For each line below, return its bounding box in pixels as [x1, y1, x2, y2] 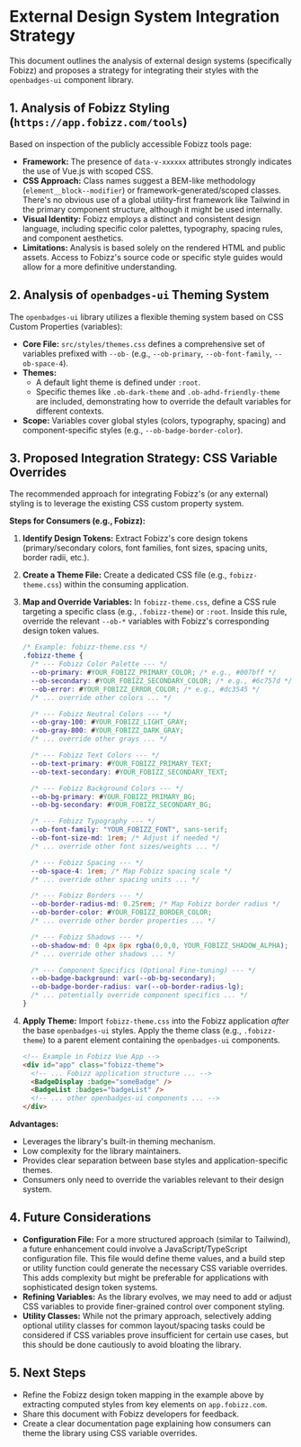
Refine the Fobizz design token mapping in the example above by [22, 1389, 265, 1400]
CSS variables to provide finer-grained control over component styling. [22, 1300, 286, 1312]
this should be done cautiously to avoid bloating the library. [22, 1339, 242, 1350]
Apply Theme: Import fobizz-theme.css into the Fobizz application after [22, 1015, 289, 1026]
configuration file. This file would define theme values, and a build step [22, 1252, 286, 1263]
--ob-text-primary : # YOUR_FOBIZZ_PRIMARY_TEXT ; [31, 759, 213, 768]
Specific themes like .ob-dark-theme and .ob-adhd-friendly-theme [35, 386, 280, 397]
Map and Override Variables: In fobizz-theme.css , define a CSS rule [22, 596, 277, 607]
